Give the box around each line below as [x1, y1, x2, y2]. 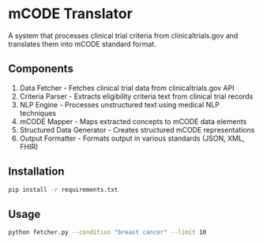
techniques [19, 108, 57, 118]
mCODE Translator [8, 5, 133, 23]
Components [8, 62, 73, 76]
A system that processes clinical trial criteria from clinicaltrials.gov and [8, 31, 239, 40]
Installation [8, 165, 65, 178]
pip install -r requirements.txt [8, 186, 118, 193]
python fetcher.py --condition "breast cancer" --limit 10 [8, 228, 207, 237]
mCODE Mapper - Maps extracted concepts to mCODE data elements [19, 116, 247, 126]
